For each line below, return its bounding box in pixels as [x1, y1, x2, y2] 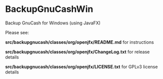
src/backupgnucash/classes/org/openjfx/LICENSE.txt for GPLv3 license [5, 64, 158, 70]
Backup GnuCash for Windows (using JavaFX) [5, 20, 101, 26]
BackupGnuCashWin [5, 3, 93, 15]
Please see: [5, 29, 29, 35]
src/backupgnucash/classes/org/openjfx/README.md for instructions [5, 39, 154, 45]
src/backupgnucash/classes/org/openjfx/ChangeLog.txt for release [5, 49, 150, 55]
